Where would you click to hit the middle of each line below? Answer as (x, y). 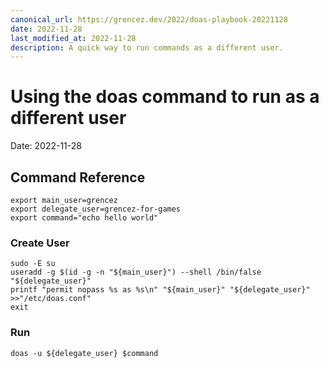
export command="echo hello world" (84, 218)
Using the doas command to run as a (165, 97)
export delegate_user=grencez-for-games (96, 209)
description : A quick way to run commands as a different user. (147, 47)
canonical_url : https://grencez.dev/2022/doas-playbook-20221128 (149, 19)
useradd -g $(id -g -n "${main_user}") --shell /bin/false (136, 272)
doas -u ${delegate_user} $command (84, 353)
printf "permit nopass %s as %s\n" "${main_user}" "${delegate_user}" (160, 290)
